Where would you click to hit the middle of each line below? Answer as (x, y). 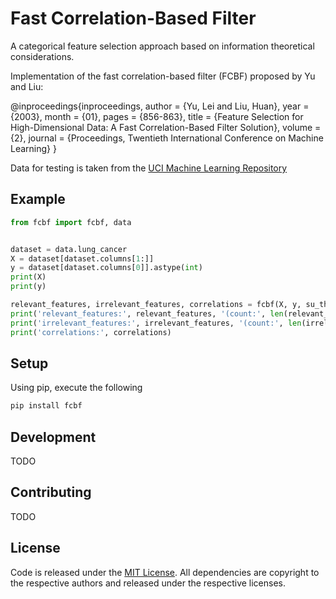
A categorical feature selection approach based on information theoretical (162, 46)
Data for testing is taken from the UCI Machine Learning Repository (149, 168)
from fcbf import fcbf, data (71, 222)
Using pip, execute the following (76, 388)
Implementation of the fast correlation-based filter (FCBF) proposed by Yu (163, 76)
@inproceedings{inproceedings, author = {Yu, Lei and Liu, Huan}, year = (160, 106)
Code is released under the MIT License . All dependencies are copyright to (165, 572)
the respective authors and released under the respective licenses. (148, 583)
